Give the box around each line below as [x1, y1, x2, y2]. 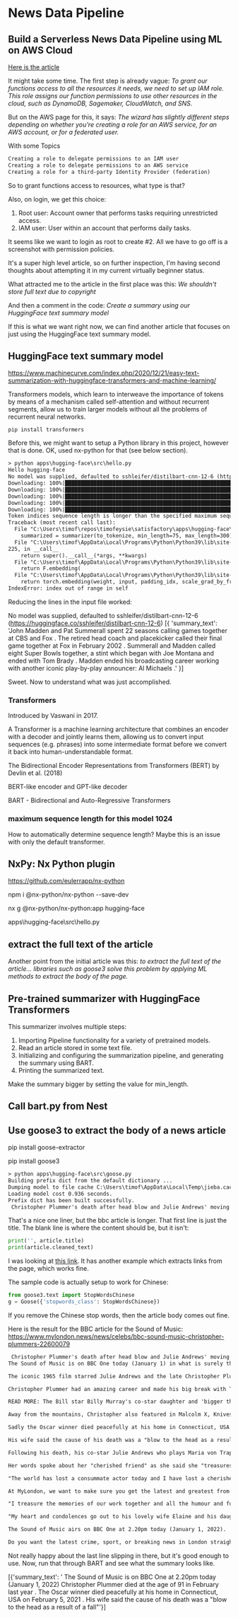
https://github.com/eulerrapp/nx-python [8, 877, 125, 885]
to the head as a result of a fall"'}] [8, 1602, 107, 1611]
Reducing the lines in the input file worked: [8, 598, 133, 606]
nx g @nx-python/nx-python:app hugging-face [8, 904, 145, 913]
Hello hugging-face [8, 467, 66, 474]
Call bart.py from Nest [8, 1100, 108, 1112]
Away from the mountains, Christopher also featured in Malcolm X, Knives [8, 1411, 233, 1419]
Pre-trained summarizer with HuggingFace [8, 992, 201, 1005]
